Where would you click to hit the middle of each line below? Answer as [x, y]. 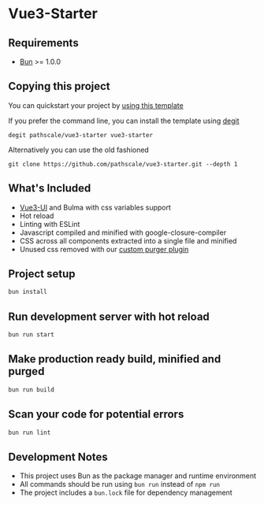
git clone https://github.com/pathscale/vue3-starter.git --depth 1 [123, 164]
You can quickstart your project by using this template [96, 105]
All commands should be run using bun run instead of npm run [120, 485]
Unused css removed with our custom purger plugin [104, 249]
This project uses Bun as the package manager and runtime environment [138, 476]
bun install [28, 292]
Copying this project [59, 86]
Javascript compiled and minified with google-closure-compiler [123, 232]
